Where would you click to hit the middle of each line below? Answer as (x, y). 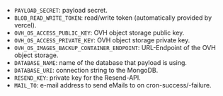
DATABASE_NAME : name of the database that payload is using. (101, 62)
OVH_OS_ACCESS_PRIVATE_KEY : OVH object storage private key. (102, 40)
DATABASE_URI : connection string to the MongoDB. (86, 70)
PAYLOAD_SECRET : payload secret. (61, 10)
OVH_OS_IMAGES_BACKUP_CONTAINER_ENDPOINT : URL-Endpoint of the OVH (115, 48)
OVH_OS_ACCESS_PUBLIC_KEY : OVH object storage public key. (99, 32)
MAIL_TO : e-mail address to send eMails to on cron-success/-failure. (113, 85)
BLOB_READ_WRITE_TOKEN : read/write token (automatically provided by (113, 18)
